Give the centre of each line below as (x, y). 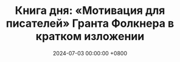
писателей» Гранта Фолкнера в (90, 23)
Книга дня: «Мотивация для (90, 11)
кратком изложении (90, 36)
